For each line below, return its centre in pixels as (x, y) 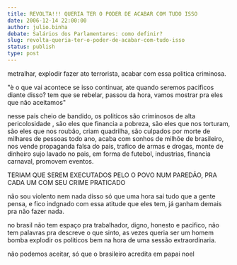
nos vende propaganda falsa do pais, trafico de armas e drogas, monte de (116, 146)
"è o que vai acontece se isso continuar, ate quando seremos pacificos (111, 87)
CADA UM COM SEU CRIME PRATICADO (67, 182)
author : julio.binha (38, 27)
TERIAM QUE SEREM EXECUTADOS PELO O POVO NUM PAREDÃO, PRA (112, 175)
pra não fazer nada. (36, 211)
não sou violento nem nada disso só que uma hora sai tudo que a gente (111, 196)
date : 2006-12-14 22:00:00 (47, 21)
